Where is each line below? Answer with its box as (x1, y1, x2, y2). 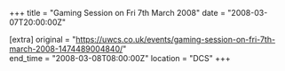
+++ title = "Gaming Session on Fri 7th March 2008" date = (9, 8, 226, 18)
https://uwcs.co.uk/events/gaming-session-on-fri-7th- (75, 35, 276, 44)
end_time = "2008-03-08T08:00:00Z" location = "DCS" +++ (9, 53, 231, 63)
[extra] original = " (9, 35, 76, 44)
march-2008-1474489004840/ (9, 43, 123, 54)
